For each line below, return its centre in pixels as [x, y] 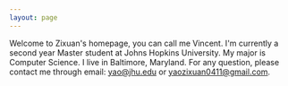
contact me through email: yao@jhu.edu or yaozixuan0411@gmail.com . [140, 72]
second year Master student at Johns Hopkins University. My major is [138, 52]
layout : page [34, 17]
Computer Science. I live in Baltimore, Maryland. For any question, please [144, 62]
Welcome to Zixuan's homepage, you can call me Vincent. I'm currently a [144, 43]
